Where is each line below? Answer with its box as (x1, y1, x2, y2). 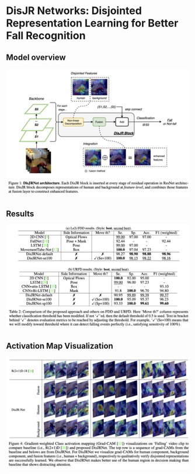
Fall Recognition (6, 29, 86, 42)
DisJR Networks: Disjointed (6, 4, 142, 18)
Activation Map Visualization (6, 341, 114, 351)
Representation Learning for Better (6, 16, 179, 30)
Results (6, 209, 34, 219)
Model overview (6, 52, 66, 62)
